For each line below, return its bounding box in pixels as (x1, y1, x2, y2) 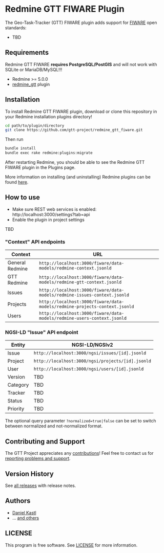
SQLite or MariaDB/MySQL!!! (5, 66, 62, 72)
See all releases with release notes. (5, 483, 77, 488)
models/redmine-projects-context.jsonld (39, 304, 134, 310)
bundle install (5, 146, 36, 151)
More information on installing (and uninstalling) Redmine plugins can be (5, 174, 151, 180)
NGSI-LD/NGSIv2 (71, 341, 113, 348)
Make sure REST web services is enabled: (12, 206, 97, 212)
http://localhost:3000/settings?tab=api (12, 211, 90, 217)
